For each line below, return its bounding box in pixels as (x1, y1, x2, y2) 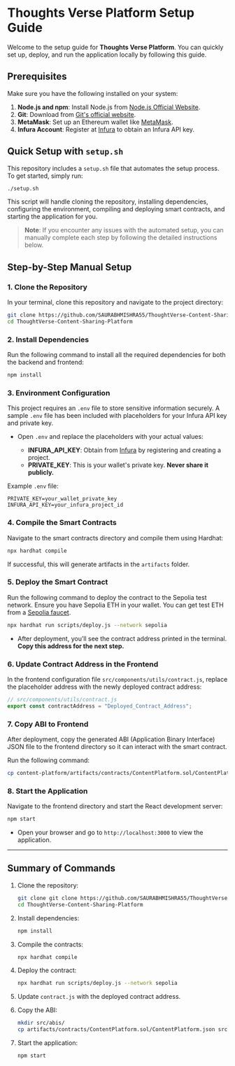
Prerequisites (7, 71, 67, 83)
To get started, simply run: (7, 171, 83, 180)
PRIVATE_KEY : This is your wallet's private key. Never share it (27, 461, 208, 470)
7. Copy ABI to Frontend (7, 719, 89, 729)
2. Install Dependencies (7, 335, 90, 344)
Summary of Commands (7, 862, 116, 874)
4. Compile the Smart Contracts (7, 518, 117, 528)
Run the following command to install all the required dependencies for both (7, 351, 226, 359)
